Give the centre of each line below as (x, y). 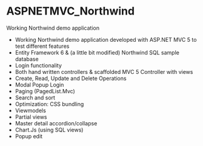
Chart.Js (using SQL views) (49, 130)
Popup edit (29, 136)
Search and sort (35, 98)
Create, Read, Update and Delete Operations (71, 78)
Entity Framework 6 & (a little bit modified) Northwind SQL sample (97, 52)
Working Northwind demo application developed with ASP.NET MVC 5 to (106, 39)
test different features (42, 46)
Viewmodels (31, 110)
